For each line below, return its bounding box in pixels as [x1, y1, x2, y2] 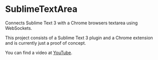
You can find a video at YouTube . [5, 50, 73, 56]
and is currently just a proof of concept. [5, 40, 86, 46]
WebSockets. [5, 25, 32, 31]
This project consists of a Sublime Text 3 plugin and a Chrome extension [5, 35, 154, 41]
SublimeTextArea [5, 3, 78, 15]
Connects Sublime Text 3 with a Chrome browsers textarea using [5, 20, 138, 26]
